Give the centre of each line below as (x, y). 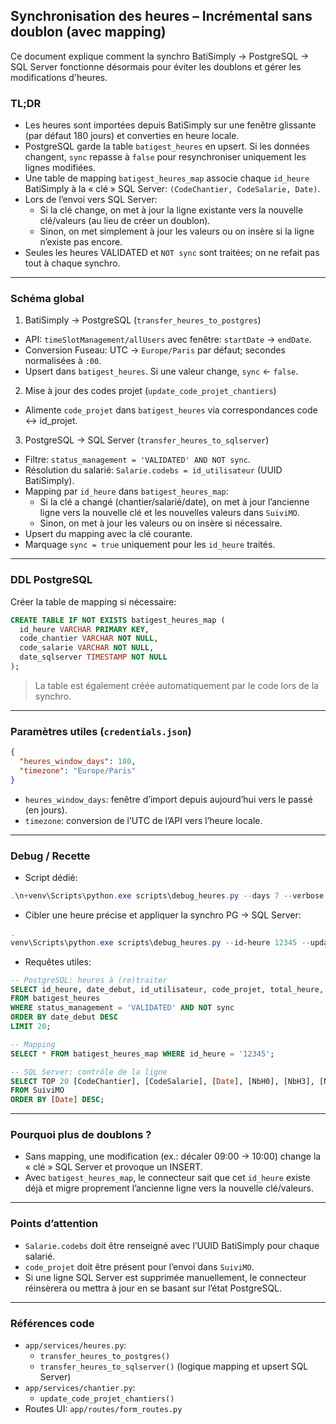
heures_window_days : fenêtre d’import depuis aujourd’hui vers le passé (168, 799)
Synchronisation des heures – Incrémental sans (161, 16)
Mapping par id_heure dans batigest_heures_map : (126, 491)
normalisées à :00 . (63, 361)
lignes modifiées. (60, 168)
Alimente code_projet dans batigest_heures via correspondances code (171, 410)
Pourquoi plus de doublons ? (81, 1135)
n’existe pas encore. (81, 242)
